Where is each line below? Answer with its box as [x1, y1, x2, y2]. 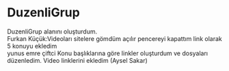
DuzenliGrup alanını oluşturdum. [7, 27, 98, 35]
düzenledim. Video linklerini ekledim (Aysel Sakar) [7, 56, 148, 64]
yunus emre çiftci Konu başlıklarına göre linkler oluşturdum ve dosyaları [7, 49, 208, 57]
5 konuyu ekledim [7, 42, 57, 50]
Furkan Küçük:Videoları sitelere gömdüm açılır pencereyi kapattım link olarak [7, 34, 222, 42]
